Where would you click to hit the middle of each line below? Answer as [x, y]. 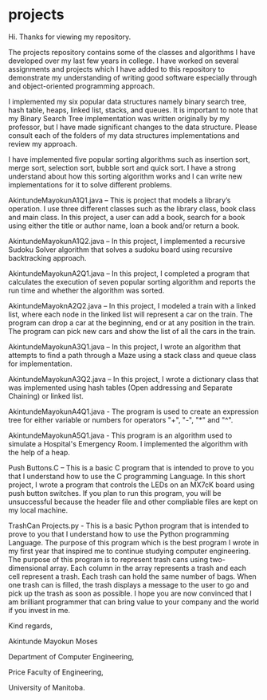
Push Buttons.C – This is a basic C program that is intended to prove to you [131, 467]
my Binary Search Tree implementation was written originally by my [119, 118]
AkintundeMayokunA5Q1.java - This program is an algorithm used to [120, 435]
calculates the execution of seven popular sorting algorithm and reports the [132, 281]
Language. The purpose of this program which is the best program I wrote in [134, 542]
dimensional [28, 568]
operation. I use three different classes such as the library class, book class [132, 208]
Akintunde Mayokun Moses [53, 641]
